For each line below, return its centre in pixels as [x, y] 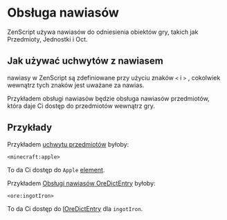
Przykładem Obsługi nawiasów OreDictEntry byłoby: [81, 183]
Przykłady [30, 128]
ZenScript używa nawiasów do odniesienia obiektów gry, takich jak [103, 32]
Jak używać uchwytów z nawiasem [85, 61]
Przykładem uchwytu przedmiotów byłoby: [68, 144]
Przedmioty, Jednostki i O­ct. [47, 39]
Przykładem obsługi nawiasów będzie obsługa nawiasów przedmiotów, [108, 98]
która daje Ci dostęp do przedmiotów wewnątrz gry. [81, 106]
